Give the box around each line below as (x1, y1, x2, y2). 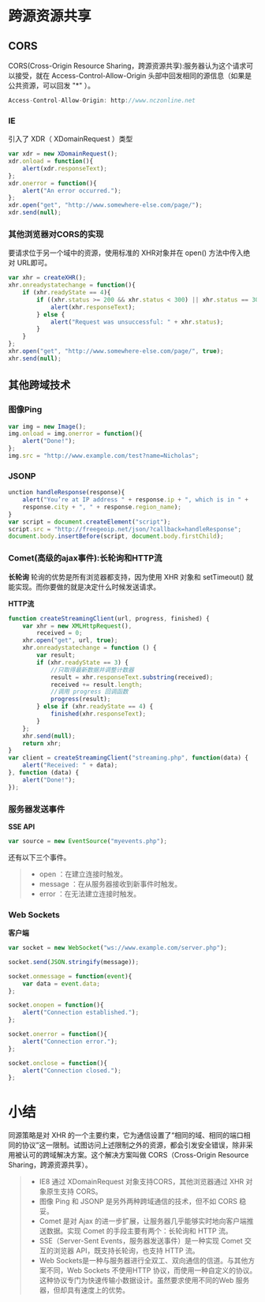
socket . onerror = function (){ (8, 1030, 108, 1038)
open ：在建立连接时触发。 (39, 869, 128, 879)
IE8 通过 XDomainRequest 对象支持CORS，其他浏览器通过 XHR (39, 1177, 244, 1187)
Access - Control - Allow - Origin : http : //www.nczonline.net (8, 96, 196, 104)
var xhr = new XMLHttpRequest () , (22, 621, 132, 630)
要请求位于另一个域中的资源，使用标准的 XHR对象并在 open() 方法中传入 (8, 248, 244, 257)
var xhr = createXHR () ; (8, 274, 87, 282)
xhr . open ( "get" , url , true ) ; (22, 636, 118, 644)
